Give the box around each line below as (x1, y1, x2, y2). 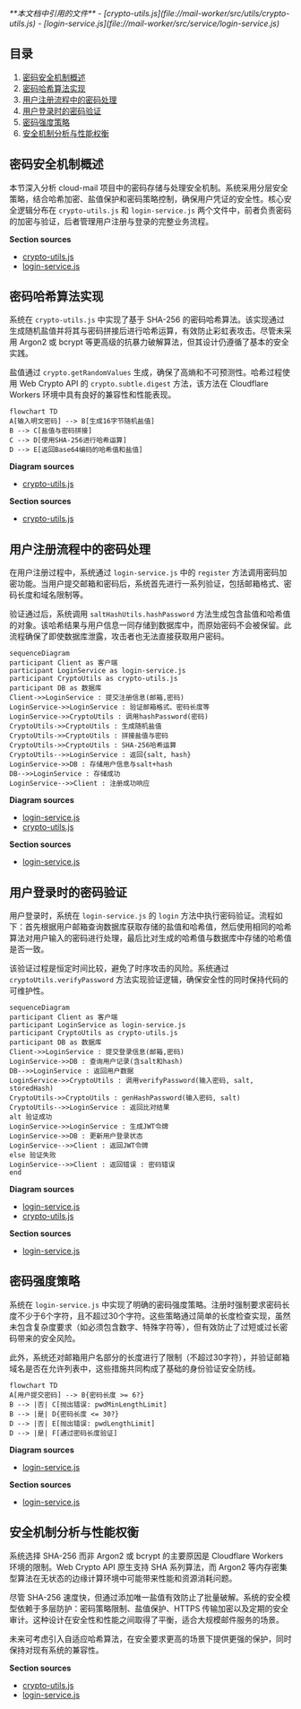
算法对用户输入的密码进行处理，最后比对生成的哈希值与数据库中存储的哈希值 (9, 933, 292, 944)
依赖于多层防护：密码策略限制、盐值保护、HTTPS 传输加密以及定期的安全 (16, 1603, 289, 1614)
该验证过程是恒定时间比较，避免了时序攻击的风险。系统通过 (9, 963, 229, 974)
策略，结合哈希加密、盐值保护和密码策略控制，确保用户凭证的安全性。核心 (9, 193, 284, 204)
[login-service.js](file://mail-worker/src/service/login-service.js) (43, 18, 280, 29)
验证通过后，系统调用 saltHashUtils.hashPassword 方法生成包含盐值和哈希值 (9, 608, 291, 620)
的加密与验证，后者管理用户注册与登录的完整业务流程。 (9, 215, 213, 226)
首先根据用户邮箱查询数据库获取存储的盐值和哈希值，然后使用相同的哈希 (24, 921, 292, 932)
